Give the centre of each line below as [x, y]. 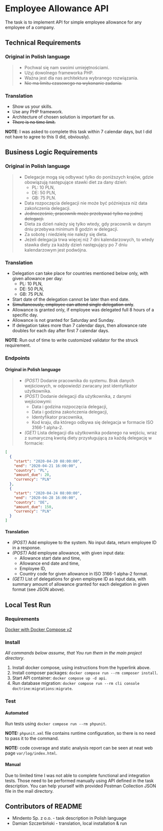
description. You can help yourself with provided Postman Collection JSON [81, 786]
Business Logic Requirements [51, 152]
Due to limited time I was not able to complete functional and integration [78, 775]
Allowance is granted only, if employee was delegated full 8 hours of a [83, 310]
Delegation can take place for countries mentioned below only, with [80, 273]
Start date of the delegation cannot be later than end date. [71, 299]
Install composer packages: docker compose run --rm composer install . [85, 673]
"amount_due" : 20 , [33, 475]
